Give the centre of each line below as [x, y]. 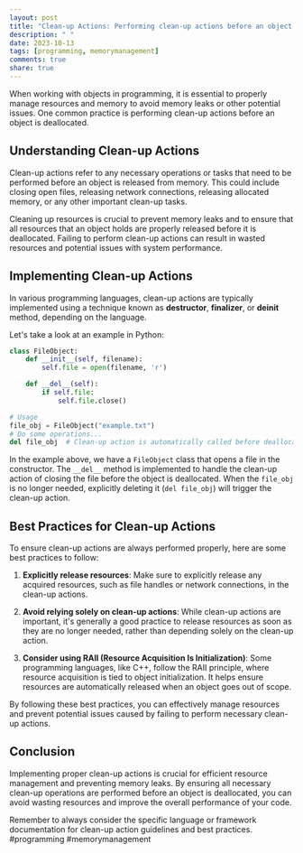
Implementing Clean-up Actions [101, 276]
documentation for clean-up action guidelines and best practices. [131, 829]
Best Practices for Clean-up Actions [113, 526]
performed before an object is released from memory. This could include [144, 182]
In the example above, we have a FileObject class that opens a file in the [145, 459]
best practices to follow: [54, 558]
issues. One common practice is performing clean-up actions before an [142, 113]
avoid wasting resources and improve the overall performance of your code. [151, 802]
